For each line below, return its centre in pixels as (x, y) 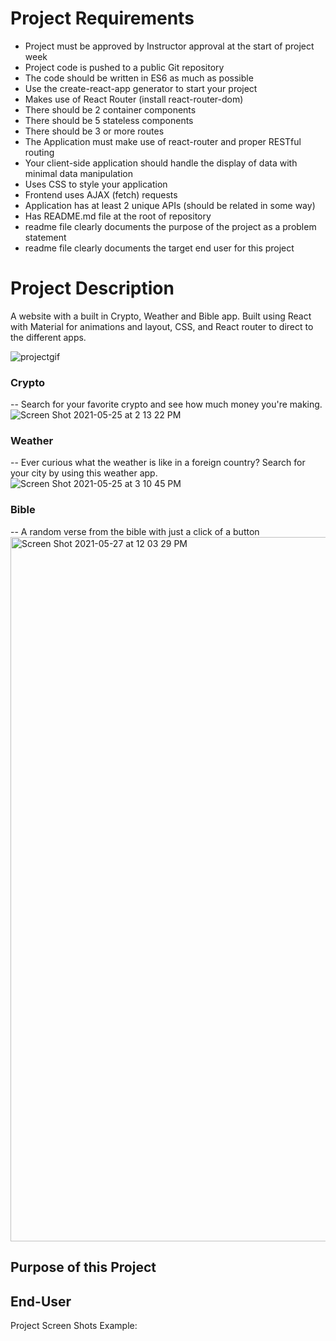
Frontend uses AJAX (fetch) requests (101, 194)
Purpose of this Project (83, 1267)
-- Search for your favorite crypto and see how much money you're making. (166, 404)
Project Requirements (102, 18)
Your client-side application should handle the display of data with (161, 163)
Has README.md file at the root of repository (118, 216)
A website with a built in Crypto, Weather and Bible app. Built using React (161, 316)
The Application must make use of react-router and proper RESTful (163, 141)
